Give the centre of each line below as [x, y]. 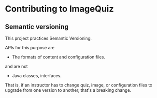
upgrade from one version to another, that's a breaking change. [68, 90]
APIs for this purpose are [30, 48]
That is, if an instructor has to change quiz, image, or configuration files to [79, 85]
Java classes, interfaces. [37, 76]
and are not [16, 66]
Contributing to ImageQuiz [59, 9]
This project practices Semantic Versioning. [48, 38]
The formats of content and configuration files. [58, 57]
